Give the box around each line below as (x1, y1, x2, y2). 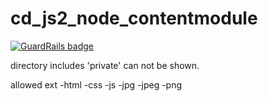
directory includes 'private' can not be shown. (10, 59, 200, 71)
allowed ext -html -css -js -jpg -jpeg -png (10, 78, 183, 91)
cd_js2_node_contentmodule (10, 7, 258, 30)
